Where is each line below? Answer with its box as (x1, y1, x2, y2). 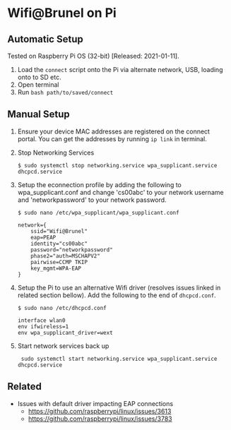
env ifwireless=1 (17, 323, 69, 330)
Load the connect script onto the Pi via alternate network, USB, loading (17, 66, 223, 73)
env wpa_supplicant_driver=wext (17, 329, 113, 336)
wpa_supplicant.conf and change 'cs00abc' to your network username (17, 188, 224, 196)
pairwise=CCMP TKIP (30, 258, 88, 265)
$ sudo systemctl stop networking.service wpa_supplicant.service (17, 162, 218, 169)
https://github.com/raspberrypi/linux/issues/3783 (28, 414, 172, 423)
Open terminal (17, 80, 59, 89)
